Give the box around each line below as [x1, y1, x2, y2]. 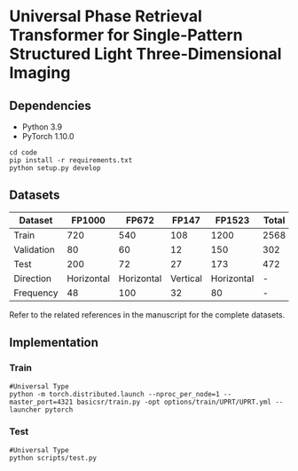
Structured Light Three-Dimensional [9, 44, 282, 64]
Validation [13, 243, 55, 255]
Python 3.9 [21, 122, 63, 132]
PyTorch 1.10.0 [21, 131, 74, 141]
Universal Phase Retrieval [9, 6, 202, 27]
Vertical [169, 272, 202, 285]
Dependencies [9, 98, 91, 113]
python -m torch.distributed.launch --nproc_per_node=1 [9, 389, 220, 398]
